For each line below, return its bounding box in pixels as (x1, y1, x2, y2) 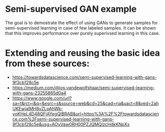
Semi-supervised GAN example (5, 3, 137, 15)
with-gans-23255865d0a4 (12, 90, 66, 96)
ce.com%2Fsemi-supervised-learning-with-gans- (12, 116, 114, 122)
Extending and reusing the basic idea (5, 48, 160, 59)
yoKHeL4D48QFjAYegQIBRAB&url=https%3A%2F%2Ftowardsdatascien (12, 111, 159, 117)
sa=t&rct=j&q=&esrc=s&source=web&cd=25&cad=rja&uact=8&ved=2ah (12, 100, 159, 106)
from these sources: (5, 58, 90, 69)
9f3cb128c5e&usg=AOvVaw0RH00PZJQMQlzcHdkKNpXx (12, 121, 130, 127)
